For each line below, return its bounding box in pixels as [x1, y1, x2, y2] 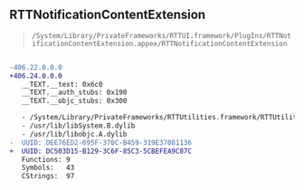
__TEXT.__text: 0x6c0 [21, 80, 103, 89]
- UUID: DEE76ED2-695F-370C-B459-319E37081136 [9, 138, 193, 147]
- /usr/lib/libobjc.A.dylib [21, 129, 128, 138]
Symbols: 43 [21, 163, 75, 173]
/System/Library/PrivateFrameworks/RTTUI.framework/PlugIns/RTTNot [31, 31, 291, 40]
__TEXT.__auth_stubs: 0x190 [21, 88, 128, 98]
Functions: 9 [21, 155, 71, 164]
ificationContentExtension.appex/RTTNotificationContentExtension [31, 39, 288, 48]
